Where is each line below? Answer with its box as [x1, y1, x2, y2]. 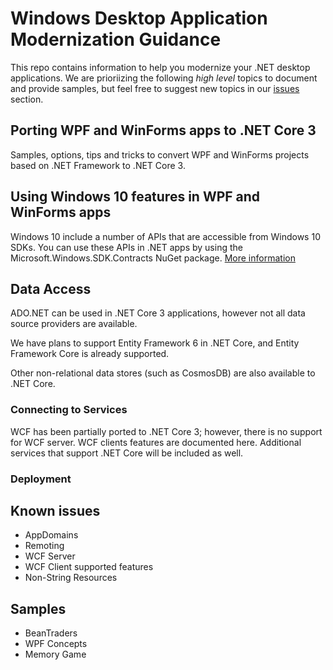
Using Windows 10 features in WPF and [10, 188, 261, 206]
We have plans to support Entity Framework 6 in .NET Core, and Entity [10, 337, 300, 349]
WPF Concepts [24, 638, 88, 650]
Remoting [24, 540, 65, 552]
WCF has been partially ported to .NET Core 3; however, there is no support [10, 425, 323, 437]
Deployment [10, 472, 72, 486]
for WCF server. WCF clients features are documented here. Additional [10, 436, 302, 448]
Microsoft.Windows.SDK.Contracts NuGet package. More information [10, 252, 296, 264]
